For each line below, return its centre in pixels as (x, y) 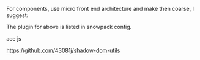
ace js (14, 38)
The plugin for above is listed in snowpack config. (69, 27)
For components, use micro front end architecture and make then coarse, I (100, 9)
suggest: (17, 15)
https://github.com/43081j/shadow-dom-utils (63, 50)
